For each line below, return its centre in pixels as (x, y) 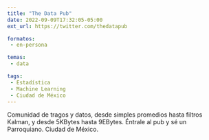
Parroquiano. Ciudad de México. (53, 129)
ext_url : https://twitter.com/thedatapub (67, 26)
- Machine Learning (38, 89)
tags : (15, 76)
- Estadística (30, 82)
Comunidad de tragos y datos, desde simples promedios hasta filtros (105, 115)
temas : (16, 58)
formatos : (21, 38)
